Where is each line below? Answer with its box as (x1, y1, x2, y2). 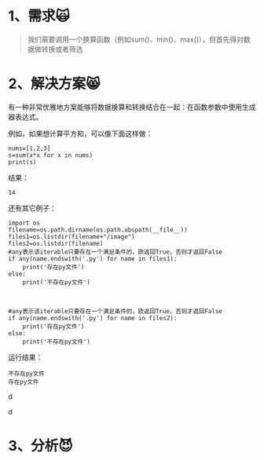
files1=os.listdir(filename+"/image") (8, 232, 135, 240)
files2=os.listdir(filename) (8, 239, 104, 247)
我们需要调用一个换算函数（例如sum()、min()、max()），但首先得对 (27, 35, 244, 44)
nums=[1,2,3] (8, 144, 51, 152)
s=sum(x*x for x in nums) (8, 151, 93, 159)
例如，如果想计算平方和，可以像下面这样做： (8, 129, 153, 138)
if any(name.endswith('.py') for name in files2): (8, 314, 178, 322)
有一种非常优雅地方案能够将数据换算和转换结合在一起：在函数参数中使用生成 (8, 102, 256, 111)
